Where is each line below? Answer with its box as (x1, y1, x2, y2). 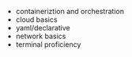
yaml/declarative (15, 23, 71, 32)
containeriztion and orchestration (15, 7, 125, 16)
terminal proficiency (15, 40, 81, 49)
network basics (15, 31, 66, 41)
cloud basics (15, 15, 58, 24)
